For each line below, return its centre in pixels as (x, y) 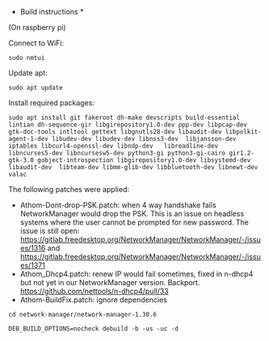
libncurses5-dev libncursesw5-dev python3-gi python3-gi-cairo (117, 153)
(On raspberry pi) (37, 27)
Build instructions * (52, 12)
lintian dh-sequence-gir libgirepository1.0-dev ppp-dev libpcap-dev (128, 125)
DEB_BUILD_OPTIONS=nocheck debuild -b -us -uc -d (94, 329)
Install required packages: (52, 103)
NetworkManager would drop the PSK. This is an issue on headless (132, 213)
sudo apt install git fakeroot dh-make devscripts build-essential (124, 117)
